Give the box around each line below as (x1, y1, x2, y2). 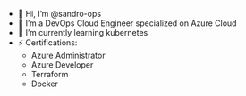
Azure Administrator (30, 50, 106, 60)
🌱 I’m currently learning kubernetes (17, 28, 148, 37)
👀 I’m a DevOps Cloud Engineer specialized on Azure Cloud (17, 18, 237, 28)
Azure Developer (30, 60, 94, 70)
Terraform (30, 69, 69, 79)
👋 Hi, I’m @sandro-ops (17, 9, 101, 19)
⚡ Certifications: (17, 37, 78, 48)
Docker (30, 78, 58, 89)
